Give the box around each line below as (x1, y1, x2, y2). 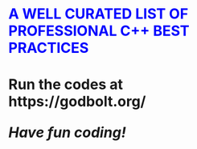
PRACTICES (8, 39, 89, 57)
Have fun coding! (8, 123, 126, 142)
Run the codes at (8, 75, 123, 94)
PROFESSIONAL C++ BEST (8, 22, 191, 40)
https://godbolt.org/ (8, 93, 146, 111)
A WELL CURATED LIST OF (8, 5, 189, 23)
